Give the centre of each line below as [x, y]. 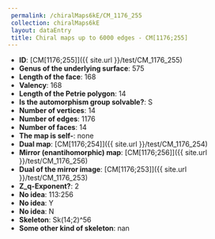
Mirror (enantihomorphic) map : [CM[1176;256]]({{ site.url [113, 153]
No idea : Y [36, 203]
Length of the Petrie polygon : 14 [72, 94]
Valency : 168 [40, 85]
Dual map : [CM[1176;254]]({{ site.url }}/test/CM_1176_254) [113, 144]
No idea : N [36, 211]
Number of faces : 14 [53, 127]
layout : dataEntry [41, 30]
